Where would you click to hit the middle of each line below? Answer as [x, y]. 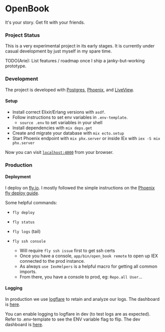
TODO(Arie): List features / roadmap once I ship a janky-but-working [75, 61]
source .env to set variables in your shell [61, 122]
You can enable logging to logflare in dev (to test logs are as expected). [78, 314]
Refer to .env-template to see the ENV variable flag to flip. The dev [73, 319]
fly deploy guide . [22, 193]
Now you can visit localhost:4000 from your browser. [59, 152]
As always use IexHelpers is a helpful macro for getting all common [88, 266]
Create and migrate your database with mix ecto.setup [68, 133]
